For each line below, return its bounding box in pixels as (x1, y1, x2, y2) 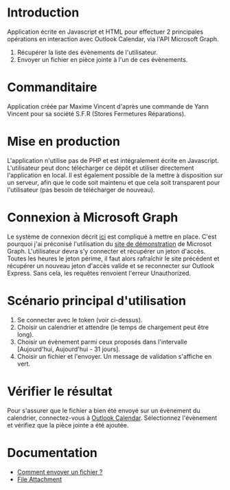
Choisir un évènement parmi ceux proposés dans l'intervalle (16, 337, 187, 346)
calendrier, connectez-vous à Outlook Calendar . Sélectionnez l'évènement (7, 414, 218, 422)
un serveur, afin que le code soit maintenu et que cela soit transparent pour (7, 178, 220, 186)
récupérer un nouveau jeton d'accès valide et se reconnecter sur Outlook (7, 261, 215, 269)
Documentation (7, 445, 98, 460)
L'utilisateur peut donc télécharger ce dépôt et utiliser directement (7, 164, 194, 172)
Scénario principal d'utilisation (7, 293, 187, 309)
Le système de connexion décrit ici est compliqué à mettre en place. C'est (7, 232, 217, 241)
